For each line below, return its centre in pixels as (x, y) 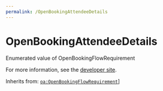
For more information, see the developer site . (61, 69)
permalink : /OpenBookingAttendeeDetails (57, 12)
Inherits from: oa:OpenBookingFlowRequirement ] (63, 81)
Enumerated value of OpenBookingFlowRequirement (70, 58)
